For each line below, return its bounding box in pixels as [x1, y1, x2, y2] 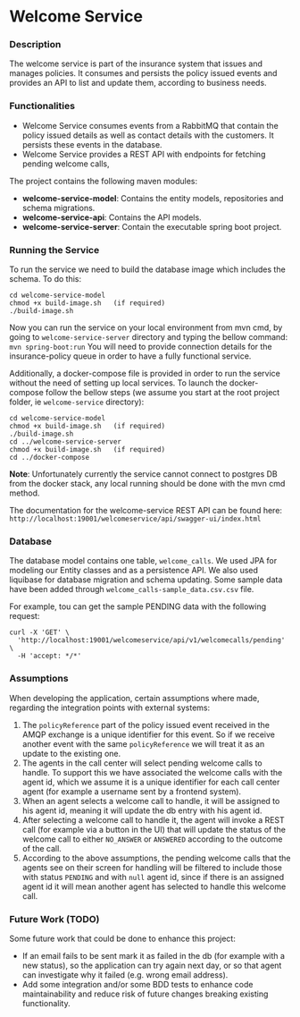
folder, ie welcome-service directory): [9, 396, 145, 408]
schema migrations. [21, 202, 96, 213]
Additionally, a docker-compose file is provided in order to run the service [9, 369, 281, 379]
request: [9, 611, 40, 622]
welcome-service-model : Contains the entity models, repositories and [21, 192, 284, 203]
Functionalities [9, 100, 76, 113]
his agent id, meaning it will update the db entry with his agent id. [21, 805, 262, 816]
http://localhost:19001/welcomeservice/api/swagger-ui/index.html [9, 514, 262, 524]
